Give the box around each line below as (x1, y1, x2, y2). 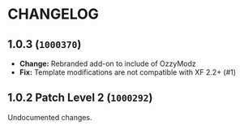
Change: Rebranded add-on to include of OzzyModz (19, 58, 196, 68)
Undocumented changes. (7, 112, 92, 122)
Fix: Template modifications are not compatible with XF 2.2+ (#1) (19, 67, 237, 77)
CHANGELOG (7, 5, 99, 24)
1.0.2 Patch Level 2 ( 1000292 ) (7, 91, 153, 105)
